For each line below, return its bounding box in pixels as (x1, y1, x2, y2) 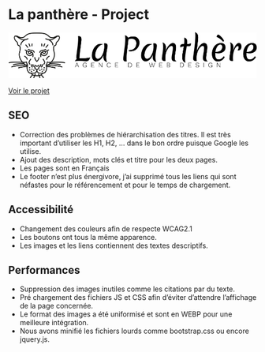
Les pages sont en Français (19, 163, 110, 173)
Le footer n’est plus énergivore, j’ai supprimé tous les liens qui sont (19, 171, 237, 181)
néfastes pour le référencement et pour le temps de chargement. (19, 180, 231, 189)
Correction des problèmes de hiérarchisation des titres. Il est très (19, 129, 231, 139)
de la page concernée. (19, 301, 93, 311)
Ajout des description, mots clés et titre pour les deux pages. (19, 155, 218, 164)
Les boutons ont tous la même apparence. (19, 232, 158, 242)
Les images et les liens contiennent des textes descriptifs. (19, 241, 209, 250)
